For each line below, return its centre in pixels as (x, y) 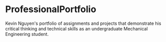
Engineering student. (27, 34)
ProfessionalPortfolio (51, 9)
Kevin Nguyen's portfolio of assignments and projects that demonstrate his (83, 23)
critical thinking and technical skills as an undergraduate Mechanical (77, 28)
